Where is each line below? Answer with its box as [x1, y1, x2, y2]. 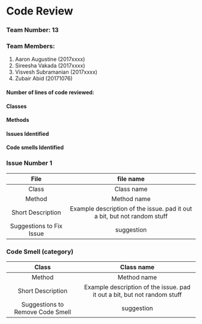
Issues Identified [6, 130, 49, 137]
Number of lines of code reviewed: [6, 89, 94, 96]
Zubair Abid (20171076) [14, 75, 73, 82]
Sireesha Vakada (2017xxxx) [14, 62, 85, 69]
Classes [6, 103, 27, 110]
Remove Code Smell [14, 308, 72, 316]
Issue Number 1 [6, 159, 52, 167]
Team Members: [6, 42, 55, 51]
